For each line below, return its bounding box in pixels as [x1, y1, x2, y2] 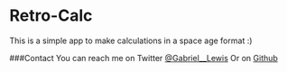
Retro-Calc [9, 5, 93, 26]
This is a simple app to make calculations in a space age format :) [9, 35, 253, 46]
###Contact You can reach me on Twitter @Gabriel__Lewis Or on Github [9, 52, 278, 63]
